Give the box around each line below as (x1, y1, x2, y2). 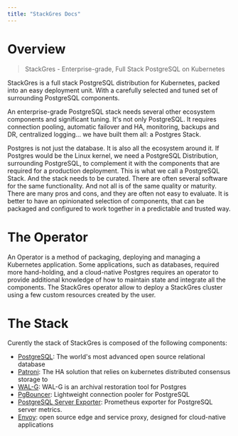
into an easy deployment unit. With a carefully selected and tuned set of (7, 86, 218, 95)
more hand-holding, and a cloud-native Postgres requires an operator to (7, 267, 219, 276)
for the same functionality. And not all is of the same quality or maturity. (7, 181, 217, 190)
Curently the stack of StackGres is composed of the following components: (7, 339, 227, 347)
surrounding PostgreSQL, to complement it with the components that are (7, 159, 220, 167)
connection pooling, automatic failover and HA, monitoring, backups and (7, 122, 220, 131)
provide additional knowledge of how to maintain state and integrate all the (7, 275, 226, 284)
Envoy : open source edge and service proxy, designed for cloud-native (17, 413, 226, 422)
